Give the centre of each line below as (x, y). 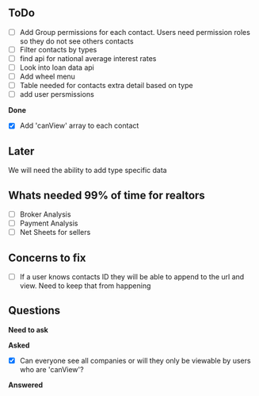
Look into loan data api (57, 67)
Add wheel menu (47, 77)
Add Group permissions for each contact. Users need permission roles (135, 32)
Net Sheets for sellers (55, 233)
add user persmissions (57, 94)
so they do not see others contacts (76, 41)
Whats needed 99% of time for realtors (107, 195)
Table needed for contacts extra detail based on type (106, 86)
